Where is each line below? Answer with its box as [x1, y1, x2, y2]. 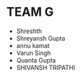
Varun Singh [16, 49, 51, 57]
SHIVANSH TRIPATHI [16, 63, 76, 71]
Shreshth [16, 27, 42, 35]
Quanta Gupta [16, 56, 56, 64]
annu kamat [16, 41, 50, 49]
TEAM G [6, 4, 54, 20]
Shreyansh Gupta [16, 34, 66, 42]
